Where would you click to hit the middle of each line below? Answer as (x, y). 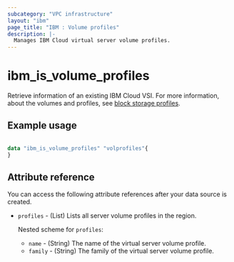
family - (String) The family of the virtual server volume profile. (121, 251)
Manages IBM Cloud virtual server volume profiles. (92, 41)
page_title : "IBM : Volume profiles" (63, 27)
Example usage (42, 126)
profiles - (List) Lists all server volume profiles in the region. (107, 216)
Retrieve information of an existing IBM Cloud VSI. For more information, (113, 96)
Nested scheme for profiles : (60, 230)
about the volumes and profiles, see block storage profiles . (94, 104)
